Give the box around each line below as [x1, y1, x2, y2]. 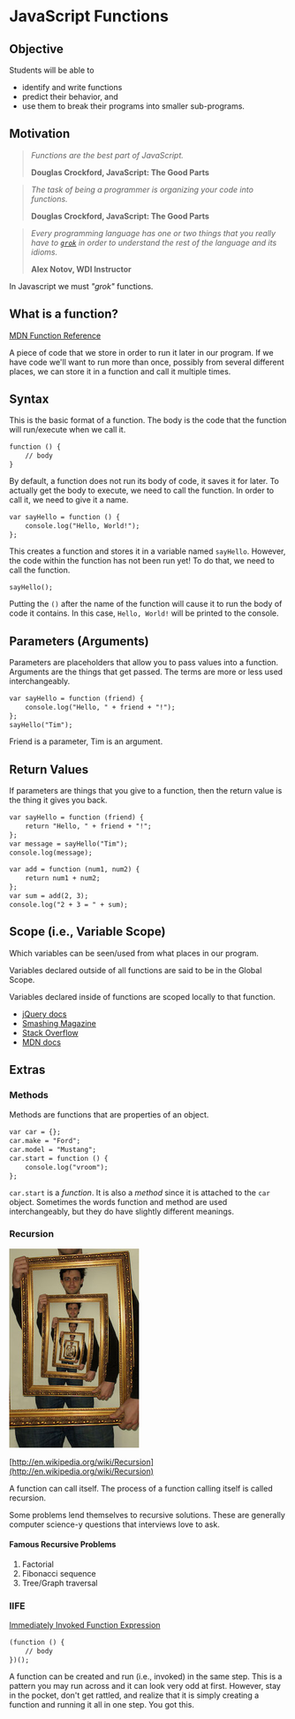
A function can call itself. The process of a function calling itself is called [9, 1483, 273, 1493]
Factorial [21, 1559, 55, 1569]
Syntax [9, 392, 49, 407]
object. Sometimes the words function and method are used [9, 1196, 228, 1207]
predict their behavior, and [21, 91, 119, 102]
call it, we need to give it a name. [9, 495, 129, 505]
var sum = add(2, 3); [9, 892, 89, 901]
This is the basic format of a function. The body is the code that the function [9, 415, 287, 426]
